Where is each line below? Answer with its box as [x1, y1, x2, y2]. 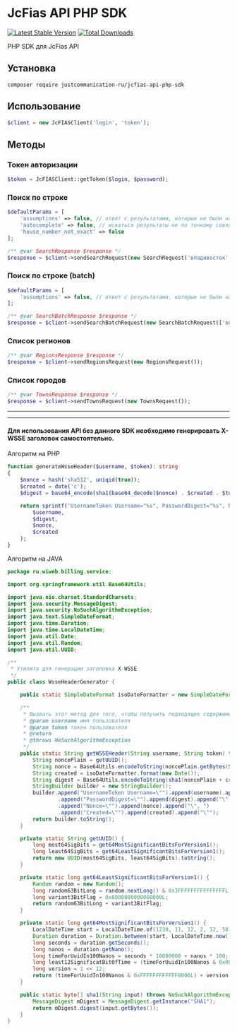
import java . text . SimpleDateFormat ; [7, 613, 115, 621]
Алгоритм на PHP [7, 450, 60, 458]
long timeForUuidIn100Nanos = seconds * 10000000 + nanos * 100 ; [32, 952, 229, 960]
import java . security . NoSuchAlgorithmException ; [7, 607, 153, 614]
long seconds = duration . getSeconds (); [32, 939, 150, 946]
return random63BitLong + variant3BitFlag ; [32, 900, 162, 907]
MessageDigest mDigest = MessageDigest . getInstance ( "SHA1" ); [32, 998, 217, 1005]
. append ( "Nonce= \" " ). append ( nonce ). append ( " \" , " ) [57, 803, 210, 810]
